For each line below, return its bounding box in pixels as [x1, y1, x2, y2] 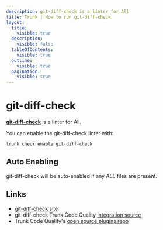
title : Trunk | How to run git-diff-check [6, 14, 111, 20]
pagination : [11, 68, 41, 74]
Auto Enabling [6, 157, 59, 167]
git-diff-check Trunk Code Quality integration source [14, 211, 141, 218]
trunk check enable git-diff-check [6, 141, 93, 147]
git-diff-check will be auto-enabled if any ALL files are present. [6, 172, 158, 179]
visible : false [16, 42, 54, 47]
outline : [11, 57, 33, 63]
